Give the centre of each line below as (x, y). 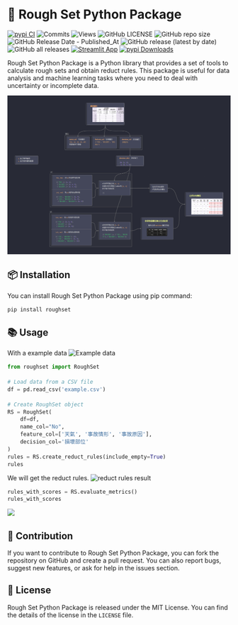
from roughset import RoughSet (53, 367)
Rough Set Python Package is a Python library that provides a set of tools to (118, 62)
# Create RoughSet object (45, 404)
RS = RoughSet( (30, 412)
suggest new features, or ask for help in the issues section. (93, 568)
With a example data (37, 353)
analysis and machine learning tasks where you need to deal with (103, 78)
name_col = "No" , (42, 427)
